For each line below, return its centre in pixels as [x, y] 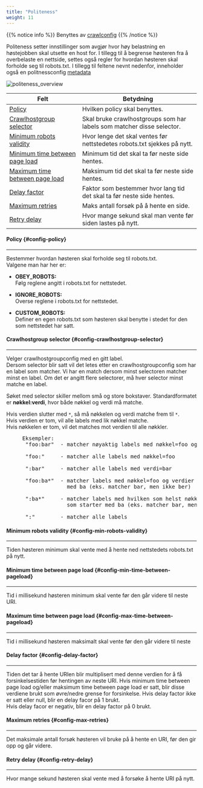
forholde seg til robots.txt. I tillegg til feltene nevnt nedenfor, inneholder [95, 66]
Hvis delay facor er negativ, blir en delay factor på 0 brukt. [79, 706]
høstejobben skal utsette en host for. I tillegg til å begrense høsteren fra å [97, 53]
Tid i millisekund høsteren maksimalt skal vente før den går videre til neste [98, 641]
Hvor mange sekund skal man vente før [138, 215]
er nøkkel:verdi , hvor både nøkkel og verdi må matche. [75, 402]
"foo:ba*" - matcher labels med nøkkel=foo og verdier [110, 480]
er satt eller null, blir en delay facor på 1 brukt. [63, 700]
